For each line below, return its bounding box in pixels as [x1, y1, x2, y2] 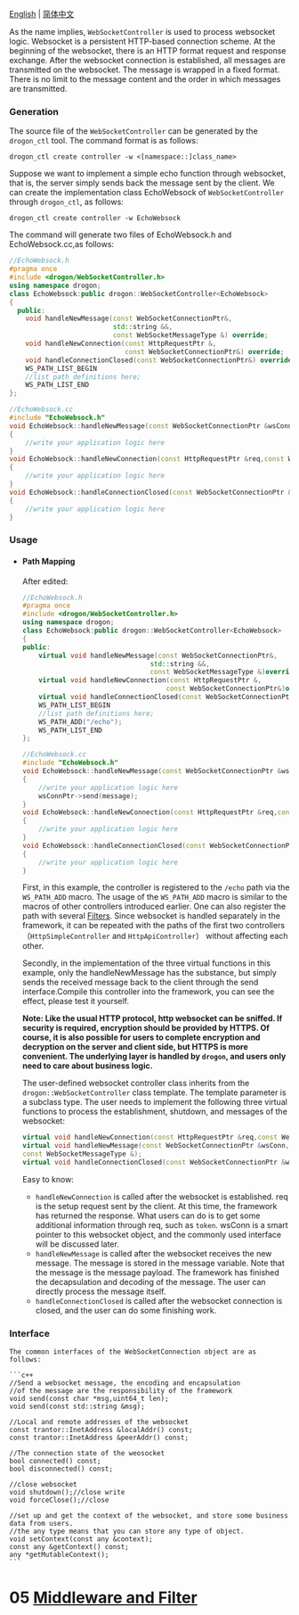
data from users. [9, 1520, 74, 1528]
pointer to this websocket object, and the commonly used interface [35, 1229, 282, 1240]
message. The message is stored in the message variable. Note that [35, 1257, 285, 1268]
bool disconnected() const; [9, 1464, 114, 1474]
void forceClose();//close [9, 1496, 109, 1505]
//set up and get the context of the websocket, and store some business [9, 1512, 289, 1520]
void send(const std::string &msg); [9, 1402, 145, 1412]
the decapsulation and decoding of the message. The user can [35, 1276, 266, 1287]
